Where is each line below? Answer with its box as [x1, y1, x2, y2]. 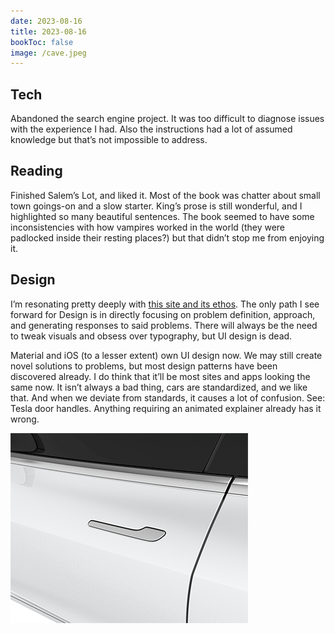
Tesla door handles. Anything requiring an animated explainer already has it [10, 402, 322, 414]
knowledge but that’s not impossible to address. [10, 134, 208, 146]
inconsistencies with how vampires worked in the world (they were [10, 221, 286, 233]
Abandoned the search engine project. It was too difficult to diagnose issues [10, 113, 325, 125]
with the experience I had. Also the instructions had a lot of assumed [10, 123, 293, 135]
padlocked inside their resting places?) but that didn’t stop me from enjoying [10, 231, 325, 244]
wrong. [10, 413, 40, 425]
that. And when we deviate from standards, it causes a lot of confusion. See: [10, 391, 326, 404]
